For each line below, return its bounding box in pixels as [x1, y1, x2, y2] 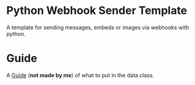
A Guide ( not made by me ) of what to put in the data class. [6, 71, 155, 79]
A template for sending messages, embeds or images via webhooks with [6, 24, 189, 31]
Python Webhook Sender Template [6, 4, 188, 18]
